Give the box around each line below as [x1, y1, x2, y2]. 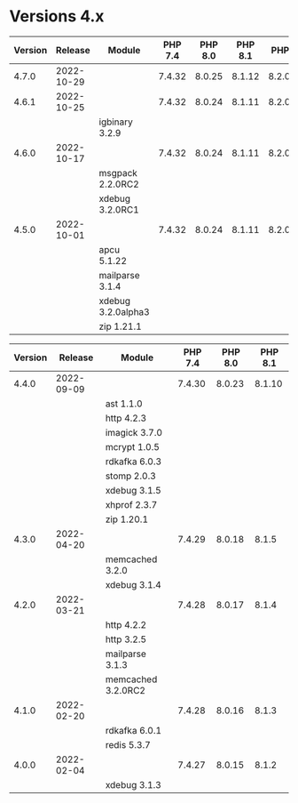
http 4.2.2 [105, 618, 147, 630]
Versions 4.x [9, 6, 105, 27]
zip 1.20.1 [105, 513, 149, 526]
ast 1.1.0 [105, 397, 144, 410]
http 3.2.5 [105, 633, 147, 646]
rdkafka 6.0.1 [105, 724, 162, 736]
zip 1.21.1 [98, 320, 142, 333]
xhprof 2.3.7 [105, 498, 158, 510]
